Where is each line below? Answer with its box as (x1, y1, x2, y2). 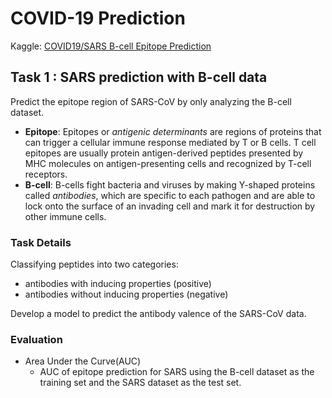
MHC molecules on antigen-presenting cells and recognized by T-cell (24, 157, 312, 169)
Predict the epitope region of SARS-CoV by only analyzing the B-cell (10, 95, 292, 107)
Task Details (10, 235, 72, 249)
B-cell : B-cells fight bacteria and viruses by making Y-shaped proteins (24, 178, 316, 191)
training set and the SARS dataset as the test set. (39, 377, 242, 389)
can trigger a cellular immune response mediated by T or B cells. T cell (24, 136, 317, 148)
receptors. (24, 168, 68, 180)
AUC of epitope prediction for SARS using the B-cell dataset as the (39, 366, 315, 378)
